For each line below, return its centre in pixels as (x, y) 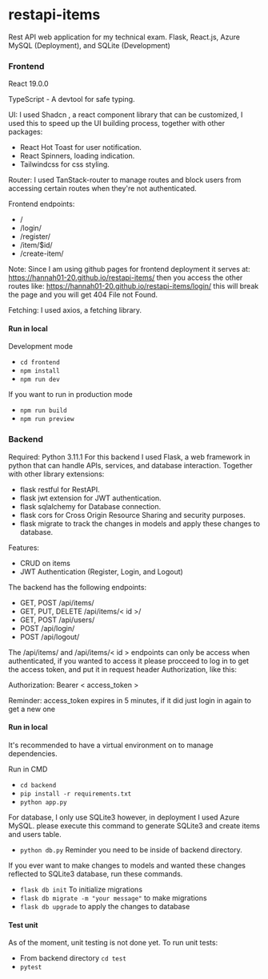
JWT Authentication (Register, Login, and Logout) (102, 572)
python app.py (43, 802)
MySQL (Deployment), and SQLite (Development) (89, 45)
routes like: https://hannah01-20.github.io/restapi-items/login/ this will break (134, 286)
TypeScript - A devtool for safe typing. (72, 99)
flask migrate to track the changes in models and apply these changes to (140, 524)
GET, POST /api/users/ (57, 620)
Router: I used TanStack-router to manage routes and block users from (125, 180)
